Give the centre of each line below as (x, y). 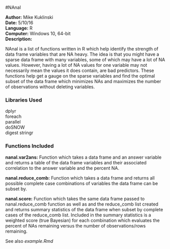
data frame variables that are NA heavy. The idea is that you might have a (82, 54)
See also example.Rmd (29, 241)
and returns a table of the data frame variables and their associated (76, 162)
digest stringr (19, 133)
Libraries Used (24, 100)
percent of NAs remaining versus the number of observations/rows (76, 226)
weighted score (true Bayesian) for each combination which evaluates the (82, 220)
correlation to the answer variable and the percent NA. (62, 168)
